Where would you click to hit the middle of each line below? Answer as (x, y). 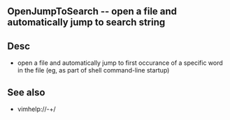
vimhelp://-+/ (36, 109)
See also (26, 92)
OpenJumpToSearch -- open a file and (92, 12)
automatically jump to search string (86, 23)
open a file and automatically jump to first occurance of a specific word (120, 63)
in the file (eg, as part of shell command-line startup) (93, 70)
